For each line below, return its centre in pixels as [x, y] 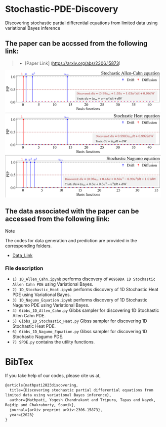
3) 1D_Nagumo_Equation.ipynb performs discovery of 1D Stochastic [80, 299]
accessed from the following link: [58, 219]
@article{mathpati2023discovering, [42, 385]
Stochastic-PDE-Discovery [62, 9]
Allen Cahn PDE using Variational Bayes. [53, 284]
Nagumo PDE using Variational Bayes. [51, 305]
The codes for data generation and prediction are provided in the [71, 240]
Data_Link [22, 255]
